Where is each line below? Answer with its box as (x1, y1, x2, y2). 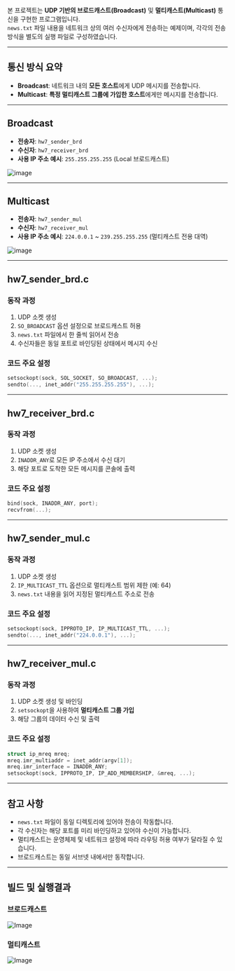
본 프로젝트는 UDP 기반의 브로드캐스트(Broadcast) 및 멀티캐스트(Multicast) (7, 6, 217, 14)
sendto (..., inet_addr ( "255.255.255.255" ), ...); (7, 381, 155, 388)
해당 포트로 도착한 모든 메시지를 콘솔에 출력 (17, 464, 136, 473)
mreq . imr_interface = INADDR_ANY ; (7, 763, 108, 770)
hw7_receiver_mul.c (7, 658, 97, 670)
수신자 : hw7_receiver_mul (17, 224, 89, 232)
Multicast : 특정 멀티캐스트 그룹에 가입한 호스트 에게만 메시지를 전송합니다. (17, 90, 218, 98)
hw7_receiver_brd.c (7, 407, 95, 419)
